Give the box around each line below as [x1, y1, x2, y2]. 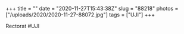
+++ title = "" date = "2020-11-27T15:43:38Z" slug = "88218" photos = [5, 5, 179, 12]
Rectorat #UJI [5, 23, 40, 29]
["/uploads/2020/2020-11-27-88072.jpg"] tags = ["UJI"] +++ [5, 11, 155, 18]
